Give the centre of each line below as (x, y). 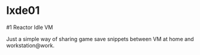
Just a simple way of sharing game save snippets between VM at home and (100, 39)
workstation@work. (30, 45)
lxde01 (23, 11)
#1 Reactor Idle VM (30, 27)
